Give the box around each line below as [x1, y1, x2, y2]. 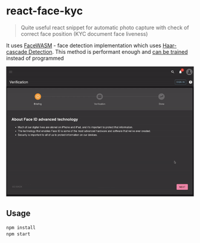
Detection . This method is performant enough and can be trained [29, 48, 188, 55]
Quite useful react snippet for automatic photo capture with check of [20, 24, 189, 31]
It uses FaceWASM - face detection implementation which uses [6, 42, 162, 49]
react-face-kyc [6, 4, 83, 18]
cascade [6, 48, 28, 55]
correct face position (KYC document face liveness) [20, 30, 148, 37]
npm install [6, 225, 36, 231]
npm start [6, 231, 31, 237]
